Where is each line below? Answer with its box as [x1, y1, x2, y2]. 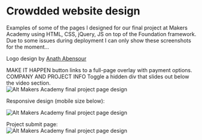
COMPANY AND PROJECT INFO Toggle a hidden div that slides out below [6, 73, 189, 80]
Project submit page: [6, 120, 58, 127]
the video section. [6, 79, 51, 87]
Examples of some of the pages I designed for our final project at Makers [6, 24, 188, 31]
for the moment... [6, 43, 49, 50]
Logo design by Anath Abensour [6, 55, 87, 62]
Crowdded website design [6, 4, 140, 18]
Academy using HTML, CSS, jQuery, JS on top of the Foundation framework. [6, 30, 197, 37]
